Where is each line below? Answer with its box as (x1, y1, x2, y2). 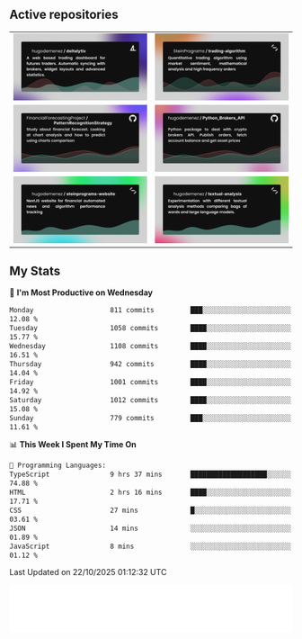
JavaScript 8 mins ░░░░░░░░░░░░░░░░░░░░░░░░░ (9, 542, 292, 552)
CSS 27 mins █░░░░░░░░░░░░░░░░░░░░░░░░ (9, 506, 292, 516)
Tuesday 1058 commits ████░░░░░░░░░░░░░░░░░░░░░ (9, 324, 292, 333)
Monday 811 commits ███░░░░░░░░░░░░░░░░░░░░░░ (9, 306, 292, 315)
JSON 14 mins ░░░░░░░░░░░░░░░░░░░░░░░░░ (9, 524, 292, 534)
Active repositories (9, 7, 119, 22)
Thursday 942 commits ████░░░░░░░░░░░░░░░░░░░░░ (9, 360, 292, 369)
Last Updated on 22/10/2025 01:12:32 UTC (9, 567, 167, 578)
